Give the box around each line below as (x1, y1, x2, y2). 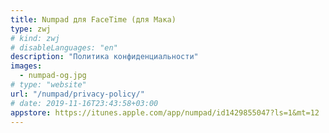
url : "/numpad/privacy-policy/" (10, 89, 145, 99)
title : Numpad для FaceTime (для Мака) (10, 14, 177, 25)
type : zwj (10, 24, 52, 34)
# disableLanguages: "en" (10, 42, 118, 53)
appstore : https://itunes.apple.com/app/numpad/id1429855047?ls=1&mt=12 (10, 107, 320, 118)
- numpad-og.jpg (19, 71, 87, 81)
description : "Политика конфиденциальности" (10, 52, 199, 62)
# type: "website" (10, 80, 87, 90)
